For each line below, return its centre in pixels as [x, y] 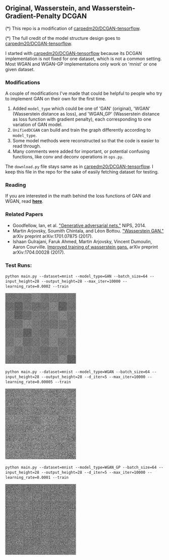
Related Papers [24, 214]
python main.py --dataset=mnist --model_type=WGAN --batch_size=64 [78, 372]
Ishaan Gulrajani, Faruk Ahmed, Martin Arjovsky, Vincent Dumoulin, [82, 241]
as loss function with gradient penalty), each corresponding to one [82, 119]
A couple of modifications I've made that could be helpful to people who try [84, 93]
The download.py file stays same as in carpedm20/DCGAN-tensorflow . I [79, 166]
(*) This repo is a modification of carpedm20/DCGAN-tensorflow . [73, 28]
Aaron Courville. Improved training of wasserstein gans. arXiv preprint [85, 247]
